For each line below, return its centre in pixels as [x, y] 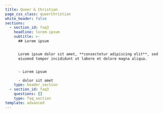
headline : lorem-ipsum [37, 32]
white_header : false [26, 18]
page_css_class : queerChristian [38, 14]
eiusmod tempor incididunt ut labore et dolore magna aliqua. [82, 59]
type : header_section [36, 85]
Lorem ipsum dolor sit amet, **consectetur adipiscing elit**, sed [88, 54]
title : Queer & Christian [31, 9]
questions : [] [28, 94]
